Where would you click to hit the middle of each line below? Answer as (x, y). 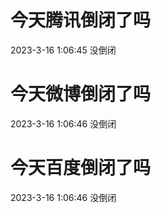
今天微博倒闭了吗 (81, 94)
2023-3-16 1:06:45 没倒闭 (63, 50)
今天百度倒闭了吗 (81, 168)
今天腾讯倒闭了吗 (81, 20)
